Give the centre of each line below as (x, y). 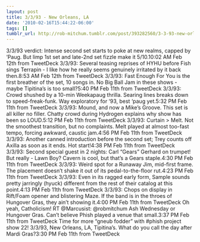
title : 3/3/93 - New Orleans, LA (48, 17)
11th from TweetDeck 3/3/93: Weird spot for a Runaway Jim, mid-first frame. (100, 165)
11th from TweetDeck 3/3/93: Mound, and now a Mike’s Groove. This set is (97, 108)
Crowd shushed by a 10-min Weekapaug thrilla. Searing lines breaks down (97, 95)
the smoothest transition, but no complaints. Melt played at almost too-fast (98, 127)
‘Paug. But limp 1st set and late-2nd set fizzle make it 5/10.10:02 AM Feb (94, 57)
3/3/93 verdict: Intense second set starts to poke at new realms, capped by (99, 51)
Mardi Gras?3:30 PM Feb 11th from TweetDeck (63, 234)
